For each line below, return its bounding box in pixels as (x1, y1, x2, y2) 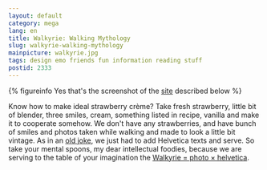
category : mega (8, 19, 59, 27)
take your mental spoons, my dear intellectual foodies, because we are (8, 144, 242, 153)
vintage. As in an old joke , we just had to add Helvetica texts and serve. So (8, 136, 255, 145)
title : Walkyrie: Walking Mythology (8, 34, 131, 42)
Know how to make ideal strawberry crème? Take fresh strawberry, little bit (8, 101, 257, 111)
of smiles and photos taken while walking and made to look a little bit (8, 127, 236, 136)
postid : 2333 (8, 64, 52, 72)
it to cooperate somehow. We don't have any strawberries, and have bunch (8, 118, 257, 128)
